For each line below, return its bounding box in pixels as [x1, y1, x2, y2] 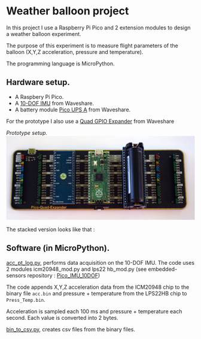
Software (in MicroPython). [6, 243, 110, 253]
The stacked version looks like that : [6, 226, 95, 233]
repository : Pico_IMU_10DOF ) [27, 271, 100, 279]
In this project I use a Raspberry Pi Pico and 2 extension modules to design [6, 24, 191, 31]
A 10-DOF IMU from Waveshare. [14, 99, 95, 107]
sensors [6, 271, 26, 279]
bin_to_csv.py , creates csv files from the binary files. [6, 325, 136, 333]
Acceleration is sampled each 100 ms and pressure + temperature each [6, 307, 182, 315]
